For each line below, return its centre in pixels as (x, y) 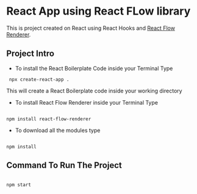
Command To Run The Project (64, 165)
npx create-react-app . (39, 79)
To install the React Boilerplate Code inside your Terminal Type (94, 68)
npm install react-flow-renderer (49, 119)
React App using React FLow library (99, 11)
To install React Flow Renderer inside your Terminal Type (87, 102)
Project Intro (30, 54)
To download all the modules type (58, 130)
